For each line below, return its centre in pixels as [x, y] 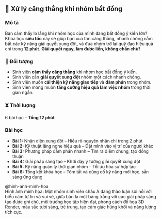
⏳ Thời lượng [20, 105]
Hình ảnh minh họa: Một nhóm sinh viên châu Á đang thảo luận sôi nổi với [78, 191]
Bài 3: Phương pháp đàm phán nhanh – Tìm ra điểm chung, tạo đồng [80, 151]
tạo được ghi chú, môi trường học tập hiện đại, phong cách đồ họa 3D [74, 202]
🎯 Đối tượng [19, 61]
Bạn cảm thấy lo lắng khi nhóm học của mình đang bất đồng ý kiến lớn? [76, 33]
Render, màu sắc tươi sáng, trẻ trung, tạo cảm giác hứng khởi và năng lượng [81, 207]
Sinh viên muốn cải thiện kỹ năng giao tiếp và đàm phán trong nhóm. [82, 82]
